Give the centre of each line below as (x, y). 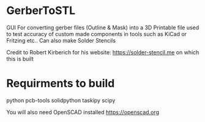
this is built (20, 59)
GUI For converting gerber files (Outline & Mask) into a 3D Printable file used (103, 27)
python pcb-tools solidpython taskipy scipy (61, 100)
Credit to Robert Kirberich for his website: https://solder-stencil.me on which (103, 52)
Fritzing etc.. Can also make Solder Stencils (61, 40)
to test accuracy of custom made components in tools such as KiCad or (97, 34)
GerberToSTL (41, 11)
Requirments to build (61, 84)
